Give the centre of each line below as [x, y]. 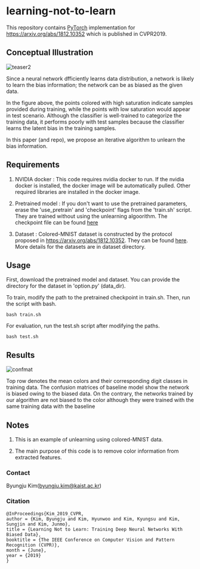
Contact [18, 472]
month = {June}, [26, 550]
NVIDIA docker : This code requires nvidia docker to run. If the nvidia [99, 179]
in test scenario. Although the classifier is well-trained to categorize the [94, 115]
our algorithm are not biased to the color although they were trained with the [100, 400]
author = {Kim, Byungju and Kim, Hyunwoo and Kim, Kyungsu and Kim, [93, 519]
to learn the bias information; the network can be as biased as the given [95, 85]
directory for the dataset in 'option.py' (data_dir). [66, 286]
